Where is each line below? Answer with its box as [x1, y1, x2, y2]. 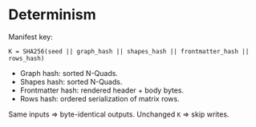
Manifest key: [8, 32, 54, 42]
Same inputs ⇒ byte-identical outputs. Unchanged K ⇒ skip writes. [8, 109, 230, 119]
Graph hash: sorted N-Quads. [19, 68, 119, 77]
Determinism [8, 6, 96, 24]
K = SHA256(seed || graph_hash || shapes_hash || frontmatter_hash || [8, 47, 250, 55]
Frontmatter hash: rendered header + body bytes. [19, 85, 185, 95]
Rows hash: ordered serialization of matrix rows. [19, 93, 180, 103]
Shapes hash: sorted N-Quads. [19, 77, 123, 86]
